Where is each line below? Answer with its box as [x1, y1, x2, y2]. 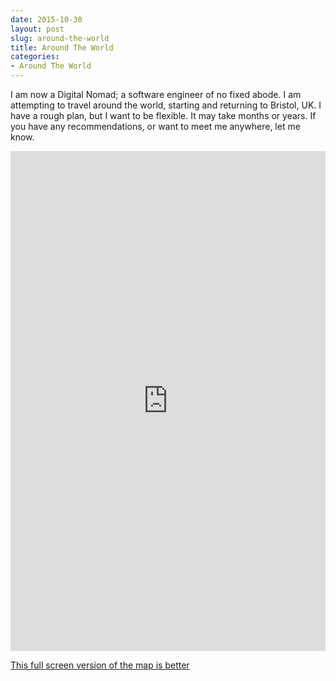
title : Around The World [10, 42, 114, 53]
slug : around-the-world [10, 33, 110, 43]
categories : [10, 52, 60, 62]
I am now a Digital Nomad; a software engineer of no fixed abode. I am [10, 89, 302, 100]
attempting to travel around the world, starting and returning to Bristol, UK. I [10, 99, 322, 111]
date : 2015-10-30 [10, 14, 83, 25]
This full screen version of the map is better [10, 659, 190, 671]
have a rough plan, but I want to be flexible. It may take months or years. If [10, 110, 317, 121]
